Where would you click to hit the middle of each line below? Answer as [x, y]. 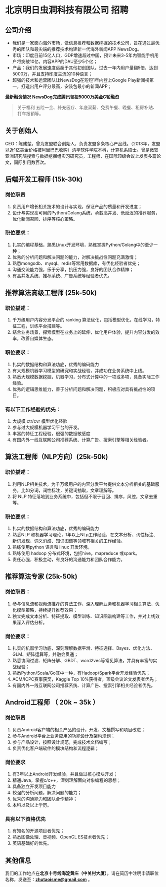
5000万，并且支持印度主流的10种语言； [52, 74]
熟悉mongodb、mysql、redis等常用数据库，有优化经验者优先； [76, 263]
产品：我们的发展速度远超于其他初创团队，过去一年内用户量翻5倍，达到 [85, 68]
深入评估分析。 [32, 622]
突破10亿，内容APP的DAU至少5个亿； [59, 62]
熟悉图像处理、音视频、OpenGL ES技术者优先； [61, 837]
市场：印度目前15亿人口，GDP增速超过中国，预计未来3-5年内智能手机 [83, 55]
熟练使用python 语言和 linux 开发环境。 [52, 547]
